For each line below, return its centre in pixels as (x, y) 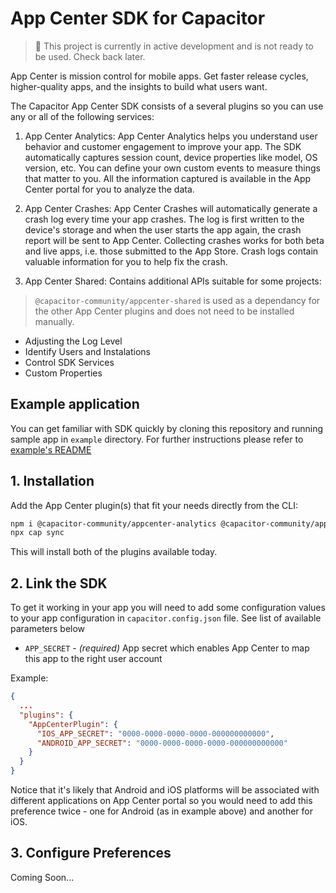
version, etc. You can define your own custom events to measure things (172, 168)
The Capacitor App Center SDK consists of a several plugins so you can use (167, 106)
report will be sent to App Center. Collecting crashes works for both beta (174, 240)
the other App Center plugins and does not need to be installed (164, 311)
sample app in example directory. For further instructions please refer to (157, 439)
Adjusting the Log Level (73, 341)
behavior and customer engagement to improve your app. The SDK (163, 146)
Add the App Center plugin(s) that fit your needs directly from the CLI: (154, 505)
